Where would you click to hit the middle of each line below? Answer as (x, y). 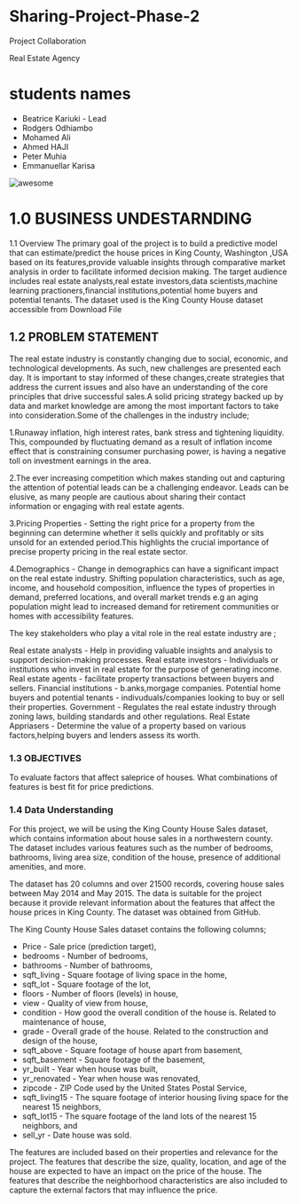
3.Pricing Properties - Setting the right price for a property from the (132, 523)
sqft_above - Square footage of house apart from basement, (132, 1051)
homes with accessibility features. (72, 616)
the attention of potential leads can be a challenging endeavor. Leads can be (149, 487)
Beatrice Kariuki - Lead (64, 118)
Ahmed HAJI (45, 146)
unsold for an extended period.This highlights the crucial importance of (139, 542)
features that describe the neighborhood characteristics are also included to (149, 1181)
